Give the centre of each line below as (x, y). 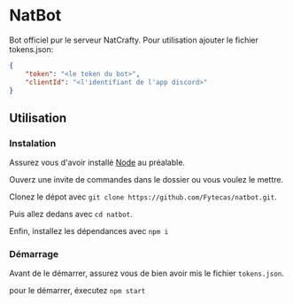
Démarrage (34, 254)
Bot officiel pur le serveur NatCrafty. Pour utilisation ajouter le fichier (134, 40)
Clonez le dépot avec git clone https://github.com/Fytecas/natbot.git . (143, 197)
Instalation (33, 143)
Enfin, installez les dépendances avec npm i (89, 231)
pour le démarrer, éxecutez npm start (77, 291)
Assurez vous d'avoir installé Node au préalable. (97, 163)
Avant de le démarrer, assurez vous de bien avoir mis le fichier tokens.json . (147, 273)
